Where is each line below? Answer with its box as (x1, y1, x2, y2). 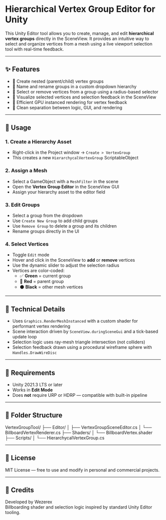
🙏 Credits (5, 486, 35, 494)
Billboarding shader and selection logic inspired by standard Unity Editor (5, 504, 152, 510)
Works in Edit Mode (12, 387, 53, 393)
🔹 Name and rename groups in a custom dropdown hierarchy (12, 83, 137, 90)
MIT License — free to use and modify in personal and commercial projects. (5, 467, 160, 473)
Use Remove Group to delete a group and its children (12, 223, 117, 229)
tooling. (5, 510, 21, 516)
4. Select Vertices (5, 240, 49, 247)
